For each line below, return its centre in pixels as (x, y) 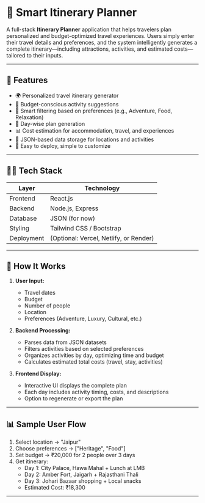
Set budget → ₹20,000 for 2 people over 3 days (75, 455)
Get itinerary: (32, 461)
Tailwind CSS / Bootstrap (86, 228)
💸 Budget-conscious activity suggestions (67, 104)
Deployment (27, 238)
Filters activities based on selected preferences (84, 349)
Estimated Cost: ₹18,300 (55, 488)
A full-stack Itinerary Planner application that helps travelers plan (89, 29)
